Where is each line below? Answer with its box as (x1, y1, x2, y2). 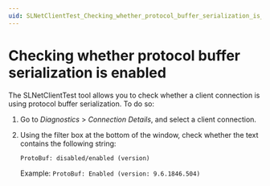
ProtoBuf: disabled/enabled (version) (19, 154, 150, 162)
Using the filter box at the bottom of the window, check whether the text (19, 130, 259, 139)
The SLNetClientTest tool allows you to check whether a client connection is (8, 90, 260, 100)
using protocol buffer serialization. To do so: (8, 98, 155, 109)
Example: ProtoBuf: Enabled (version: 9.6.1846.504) (19, 168, 201, 178)
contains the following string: (19, 138, 117, 148)
